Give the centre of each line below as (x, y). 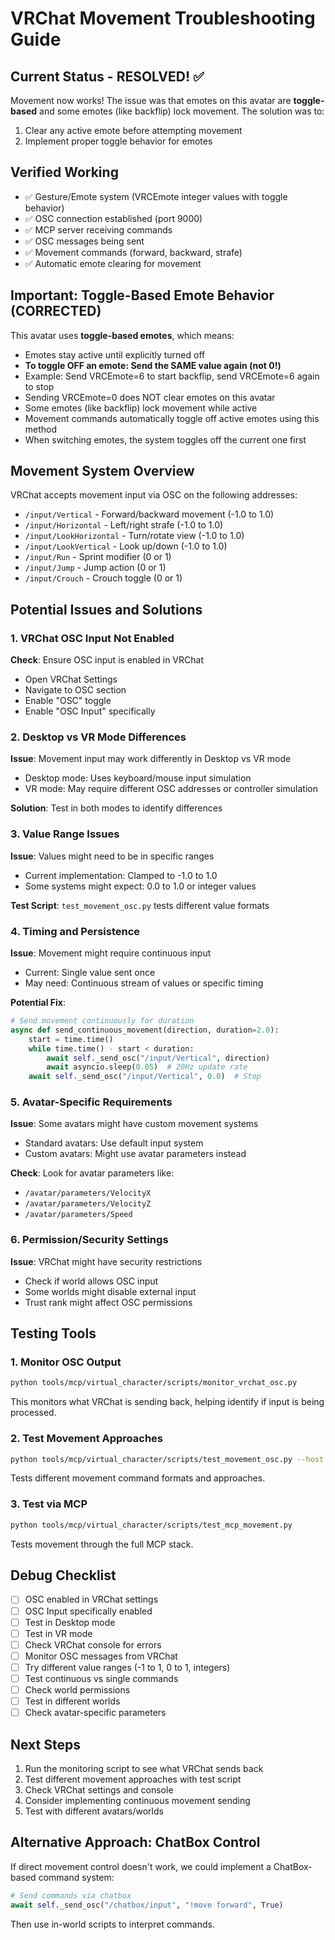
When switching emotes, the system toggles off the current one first (165, 439)
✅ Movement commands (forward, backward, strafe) (133, 252)
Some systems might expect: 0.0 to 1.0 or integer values (140, 886)
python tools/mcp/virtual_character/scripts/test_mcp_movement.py (151, 1525)
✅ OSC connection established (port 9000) (113, 218)
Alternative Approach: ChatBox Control (135, 1842)
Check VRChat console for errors (93, 1644)
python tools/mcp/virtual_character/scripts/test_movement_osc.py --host (167, 1459)
